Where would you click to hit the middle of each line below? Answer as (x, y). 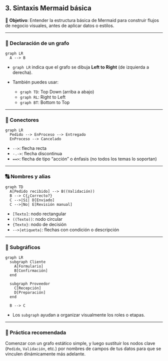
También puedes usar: (35, 82)
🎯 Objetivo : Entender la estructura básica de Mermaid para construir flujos (82, 20)
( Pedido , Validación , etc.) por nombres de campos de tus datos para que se (83, 349)
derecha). (22, 72)
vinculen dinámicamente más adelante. (45, 354)
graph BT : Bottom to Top (45, 102)
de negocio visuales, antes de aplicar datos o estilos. (60, 25)
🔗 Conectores (22, 120)
